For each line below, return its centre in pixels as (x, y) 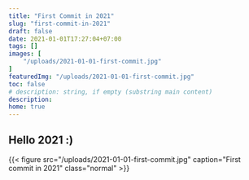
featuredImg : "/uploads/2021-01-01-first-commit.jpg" (102, 77)
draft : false (31, 31)
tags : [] (23, 46)
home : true (27, 107)
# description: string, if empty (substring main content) (111, 92)
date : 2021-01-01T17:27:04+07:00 (65, 39)
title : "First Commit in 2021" (61, 16)
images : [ (25, 54)
